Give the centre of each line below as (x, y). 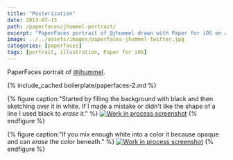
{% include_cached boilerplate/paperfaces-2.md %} (82, 85)
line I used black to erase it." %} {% (102, 113)
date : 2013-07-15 (32, 20)
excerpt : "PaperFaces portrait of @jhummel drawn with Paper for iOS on (114, 33)
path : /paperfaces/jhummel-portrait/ (62, 26)
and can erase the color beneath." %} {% (110, 141)
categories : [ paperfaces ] (44, 46)
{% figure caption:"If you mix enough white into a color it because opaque (113, 134)
